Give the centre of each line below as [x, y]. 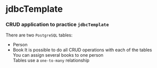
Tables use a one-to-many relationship [51, 61]
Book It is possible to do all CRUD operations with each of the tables [82, 50]
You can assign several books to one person [58, 55]
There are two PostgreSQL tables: [39, 35]
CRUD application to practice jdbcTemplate [57, 25]
